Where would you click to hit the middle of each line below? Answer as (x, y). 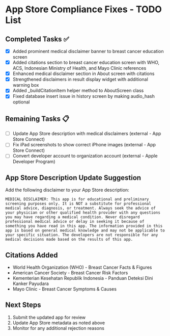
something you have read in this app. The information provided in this (84, 226)
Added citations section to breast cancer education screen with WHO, (86, 63)
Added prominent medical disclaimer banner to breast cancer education (88, 51)
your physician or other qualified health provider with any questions (83, 213)
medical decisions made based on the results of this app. (69, 240)
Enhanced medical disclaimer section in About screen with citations (83, 74)
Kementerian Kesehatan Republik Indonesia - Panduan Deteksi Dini (83, 278)
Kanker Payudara (31, 283)
